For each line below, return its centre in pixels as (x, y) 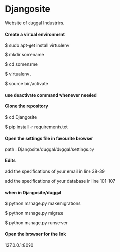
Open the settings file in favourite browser (49, 138)
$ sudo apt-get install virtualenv (37, 45)
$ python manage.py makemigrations (43, 203)
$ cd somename (22, 64)
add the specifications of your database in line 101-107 (60, 181)
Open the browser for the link (36, 234)
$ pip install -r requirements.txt (36, 127)
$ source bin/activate (27, 84)
